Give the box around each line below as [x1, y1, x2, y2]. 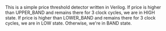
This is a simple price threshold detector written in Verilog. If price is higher [5, 4, 161, 10]
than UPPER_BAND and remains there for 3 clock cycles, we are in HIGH [5, 9, 155, 15]
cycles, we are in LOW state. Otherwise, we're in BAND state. [5, 20, 132, 26]
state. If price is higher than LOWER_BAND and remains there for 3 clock [5, 15, 156, 20]
